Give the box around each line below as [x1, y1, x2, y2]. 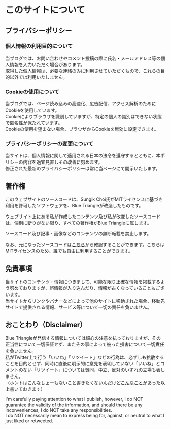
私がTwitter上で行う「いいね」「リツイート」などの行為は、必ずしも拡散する [5, 354, 164, 360]
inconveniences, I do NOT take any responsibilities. [5, 407, 113, 413]
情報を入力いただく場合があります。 [9, 61, 85, 67]
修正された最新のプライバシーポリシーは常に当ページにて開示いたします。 [5, 166, 161, 172]
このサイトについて [5, 4, 85, 16]
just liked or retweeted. [5, 418, 53, 424]
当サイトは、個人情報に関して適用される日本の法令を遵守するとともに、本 [5, 153, 161, 159]
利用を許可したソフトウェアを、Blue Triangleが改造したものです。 [5, 203, 144, 209]
